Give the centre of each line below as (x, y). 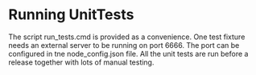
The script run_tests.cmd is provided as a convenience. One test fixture (127, 37)
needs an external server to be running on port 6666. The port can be (124, 45)
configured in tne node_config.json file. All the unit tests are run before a (128, 53)
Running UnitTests (71, 15)
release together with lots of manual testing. (81, 62)
